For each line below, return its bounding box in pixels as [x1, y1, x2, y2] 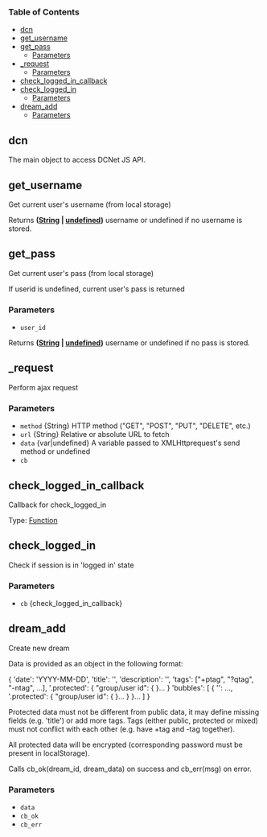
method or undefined [19, 447, 91, 456]
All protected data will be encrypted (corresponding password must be [8, 740, 243, 749]
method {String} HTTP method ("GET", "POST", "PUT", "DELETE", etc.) [19, 421, 251, 431]
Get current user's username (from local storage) [8, 200, 171, 209]
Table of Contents [8, 6, 80, 18]
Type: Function [8, 515, 58, 525]
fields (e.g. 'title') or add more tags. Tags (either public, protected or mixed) [8, 715, 259, 725]
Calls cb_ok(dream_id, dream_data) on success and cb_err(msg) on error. [8, 764, 252, 773]
